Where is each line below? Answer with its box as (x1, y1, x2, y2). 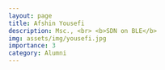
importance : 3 (8, 42, 57, 50)
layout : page (8, 11, 53, 20)
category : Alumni (8, 49, 67, 57)
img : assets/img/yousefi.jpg (8, 34, 107, 43)
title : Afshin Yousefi (8, 19, 85, 27)
